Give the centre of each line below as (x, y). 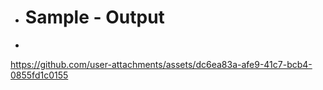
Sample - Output (94, 17)
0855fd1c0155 (39, 75)
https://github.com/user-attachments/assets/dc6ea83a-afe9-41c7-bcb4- (161, 64)
